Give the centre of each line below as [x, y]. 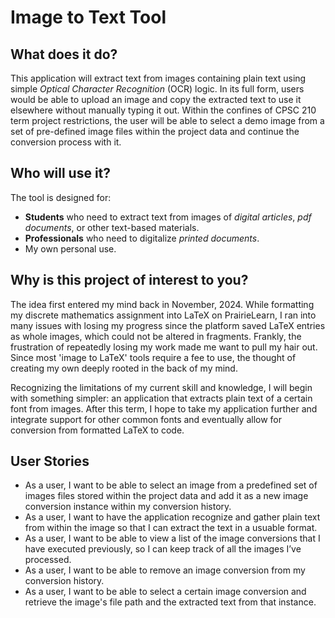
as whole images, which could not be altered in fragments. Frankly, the [156, 336]
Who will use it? [61, 173]
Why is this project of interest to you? [129, 280]
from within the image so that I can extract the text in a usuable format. [171, 528]
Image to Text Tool [88, 17]
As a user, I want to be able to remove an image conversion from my [165, 570]
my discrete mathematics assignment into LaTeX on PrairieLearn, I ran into [163, 315]
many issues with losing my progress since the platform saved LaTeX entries [168, 325]
